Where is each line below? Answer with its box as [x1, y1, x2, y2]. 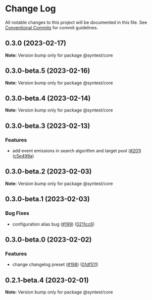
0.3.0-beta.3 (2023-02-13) [5, 121, 91, 130]
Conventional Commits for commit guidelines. [5, 24, 98, 30]
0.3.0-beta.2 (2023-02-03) [5, 167, 92, 176]
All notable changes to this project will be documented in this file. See [5, 19, 148, 25]
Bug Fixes [5, 210, 30, 217]
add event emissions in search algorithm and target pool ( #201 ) [12, 148, 142, 154]
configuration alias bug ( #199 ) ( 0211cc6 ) [12, 221, 95, 227]
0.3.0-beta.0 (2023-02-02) [5, 235, 92, 243]
